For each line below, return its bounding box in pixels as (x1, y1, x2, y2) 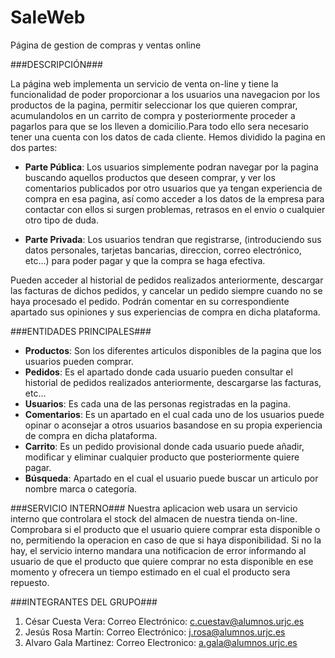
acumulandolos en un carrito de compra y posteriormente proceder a (10, 109, 296, 121)
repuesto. (10, 576, 50, 588)
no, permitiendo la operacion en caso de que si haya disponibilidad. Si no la (10, 534, 322, 546)
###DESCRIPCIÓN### (10, 58, 103, 70)
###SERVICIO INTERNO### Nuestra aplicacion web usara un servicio (10, 502, 298, 514)
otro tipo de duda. (24, 214, 100, 226)
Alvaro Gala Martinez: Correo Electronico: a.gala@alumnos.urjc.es (24, 636, 298, 648)
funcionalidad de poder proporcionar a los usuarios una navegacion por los (10, 88, 321, 100)
